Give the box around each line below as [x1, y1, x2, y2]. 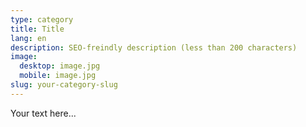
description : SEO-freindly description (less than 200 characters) [10, 42, 298, 53]
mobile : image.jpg [19, 71, 97, 81]
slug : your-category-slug [10, 80, 118, 90]
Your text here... [10, 107, 77, 119]
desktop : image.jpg [19, 61, 101, 71]
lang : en [10, 33, 47, 43]
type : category [10, 14, 74, 25]
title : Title [10, 24, 65, 34]
